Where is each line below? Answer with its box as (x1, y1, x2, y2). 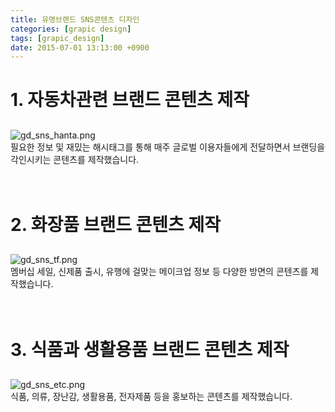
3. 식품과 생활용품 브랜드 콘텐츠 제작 (10, 338, 290, 361)
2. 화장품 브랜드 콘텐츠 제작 (10, 214, 222, 236)
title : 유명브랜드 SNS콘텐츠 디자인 (10, 14, 140, 25)
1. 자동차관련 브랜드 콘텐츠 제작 (10, 89, 250, 111)
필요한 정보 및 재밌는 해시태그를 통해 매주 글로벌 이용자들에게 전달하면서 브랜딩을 (10, 141, 326, 153)
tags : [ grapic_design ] (10, 33, 105, 43)
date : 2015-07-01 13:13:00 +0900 (10, 42, 150, 53)
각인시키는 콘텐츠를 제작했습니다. (10, 153, 140, 165)
